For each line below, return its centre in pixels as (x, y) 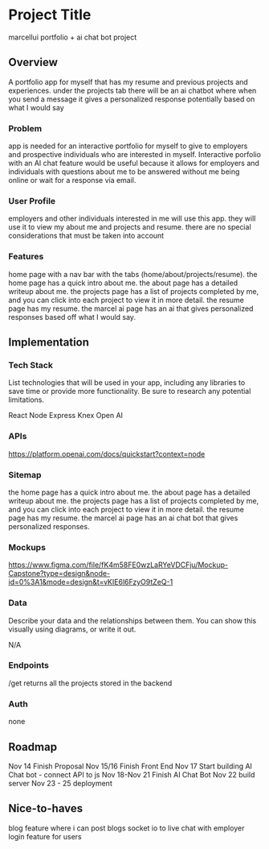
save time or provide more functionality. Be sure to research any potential (130, 391)
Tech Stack (31, 365)
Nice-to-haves (45, 808)
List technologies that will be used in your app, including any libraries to (127, 383)
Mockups (27, 547)
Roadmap (33, 747)
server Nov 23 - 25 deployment (60, 783)
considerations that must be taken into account (86, 236)
